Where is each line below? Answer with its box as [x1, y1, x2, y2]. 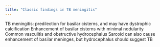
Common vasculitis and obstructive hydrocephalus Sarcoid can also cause [5, 31, 156, 37]
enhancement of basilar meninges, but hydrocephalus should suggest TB [5, 36, 153, 42]
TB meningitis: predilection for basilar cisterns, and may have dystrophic [5, 21, 151, 26]
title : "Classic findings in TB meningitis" [5, 7, 97, 12]
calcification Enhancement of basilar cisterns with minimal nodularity [5, 25, 144, 32]
